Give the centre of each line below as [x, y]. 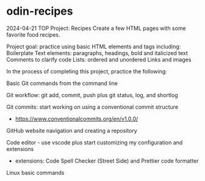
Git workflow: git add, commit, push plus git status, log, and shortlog [92, 95]
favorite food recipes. [33, 34]
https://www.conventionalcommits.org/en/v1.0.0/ [77, 119]
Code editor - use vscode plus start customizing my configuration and [95, 142]
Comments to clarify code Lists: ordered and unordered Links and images [99, 59]
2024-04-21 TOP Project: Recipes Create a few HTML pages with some [96, 28]
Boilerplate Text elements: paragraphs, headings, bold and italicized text [97, 53]
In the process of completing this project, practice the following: [87, 71]
